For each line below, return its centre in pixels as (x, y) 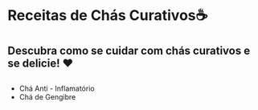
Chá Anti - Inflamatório (57, 88)
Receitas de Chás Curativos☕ (108, 16)
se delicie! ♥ (41, 63)
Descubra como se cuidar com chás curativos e (129, 50)
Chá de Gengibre (47, 96)
